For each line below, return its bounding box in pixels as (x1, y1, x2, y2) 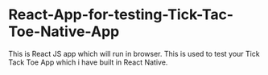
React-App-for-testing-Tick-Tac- (8, 6, 234, 24)
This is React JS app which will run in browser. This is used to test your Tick (8, 49, 260, 58)
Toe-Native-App (8, 22, 120, 41)
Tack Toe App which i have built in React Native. (8, 57, 168, 67)
